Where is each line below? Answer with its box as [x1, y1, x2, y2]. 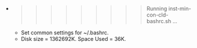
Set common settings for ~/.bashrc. [20, 29, 109, 36]
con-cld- [146, 11, 169, 18]
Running [146, 5, 168, 12]
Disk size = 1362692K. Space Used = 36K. [20, 36, 126, 42]
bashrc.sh [146, 18, 171, 24]
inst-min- [168, 5, 192, 12]
